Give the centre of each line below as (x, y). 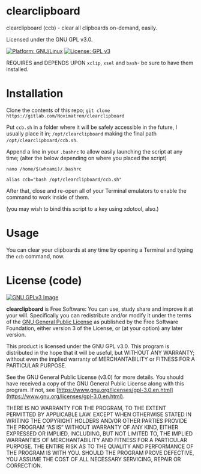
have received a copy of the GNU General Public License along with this (95, 383)
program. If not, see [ (32, 390)
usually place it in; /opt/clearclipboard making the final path (82, 133)
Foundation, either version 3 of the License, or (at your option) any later (94, 328)
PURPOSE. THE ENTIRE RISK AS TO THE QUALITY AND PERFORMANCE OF (100, 446)
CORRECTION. (24, 466)
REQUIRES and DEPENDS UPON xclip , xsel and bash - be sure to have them (100, 63)
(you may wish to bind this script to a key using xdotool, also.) (82, 208)
